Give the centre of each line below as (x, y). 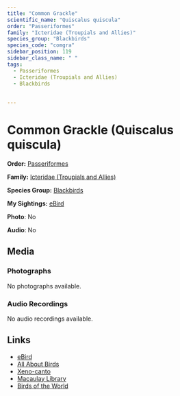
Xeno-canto (34, 371)
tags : (15, 64)
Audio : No (22, 230)
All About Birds (38, 364)
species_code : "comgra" (41, 45)
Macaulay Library (41, 378)
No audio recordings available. (50, 319)
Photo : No (22, 216)
